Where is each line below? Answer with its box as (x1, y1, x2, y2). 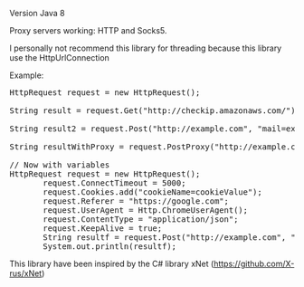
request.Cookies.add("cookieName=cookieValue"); (43, 187, 262, 197)
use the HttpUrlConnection (9, 53, 110, 62)
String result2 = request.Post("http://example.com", (9, 124, 253, 134)
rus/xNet (9, 268, 43, 279)
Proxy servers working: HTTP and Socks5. (9, 25, 167, 35)
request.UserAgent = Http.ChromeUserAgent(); (43, 206, 249, 215)
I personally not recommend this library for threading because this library (9, 43, 282, 53)
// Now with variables (9, 160, 110, 170)
